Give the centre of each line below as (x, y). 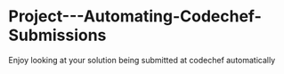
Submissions (57, 35)
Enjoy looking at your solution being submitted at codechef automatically (142, 60)
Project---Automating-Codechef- (135, 16)
